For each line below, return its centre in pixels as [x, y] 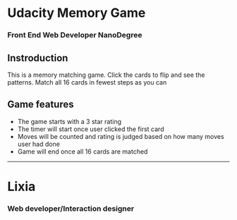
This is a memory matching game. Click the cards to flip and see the [106, 75]
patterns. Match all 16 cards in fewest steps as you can [87, 82]
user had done [38, 144]
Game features [41, 105]
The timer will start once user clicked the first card [91, 129]
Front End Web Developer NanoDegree [75, 35]
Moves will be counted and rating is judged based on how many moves [121, 136]
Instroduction [38, 58]
